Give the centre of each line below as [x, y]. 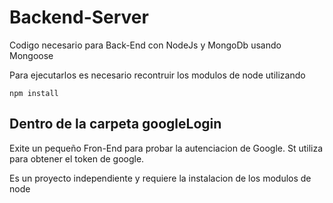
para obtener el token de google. [77, 158]
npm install [34, 93]
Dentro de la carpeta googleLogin [115, 124]
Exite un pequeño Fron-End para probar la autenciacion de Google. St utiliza [166, 148]
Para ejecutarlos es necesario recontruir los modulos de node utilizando [157, 75]
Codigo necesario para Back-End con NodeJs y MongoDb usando [145, 45]
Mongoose [31, 55]
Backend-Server [79, 17]
